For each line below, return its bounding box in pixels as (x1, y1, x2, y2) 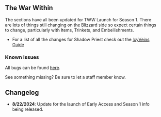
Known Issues (5, 53, 39, 60)
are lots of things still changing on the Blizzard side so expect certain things (5, 22, 157, 28)
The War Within (5, 4, 53, 12)
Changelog (5, 88, 39, 97)
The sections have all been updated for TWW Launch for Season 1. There (5, 17, 152, 22)
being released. (12, 106, 44, 112)
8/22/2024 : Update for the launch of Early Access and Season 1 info (12, 101, 150, 107)
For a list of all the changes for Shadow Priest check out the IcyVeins (12, 36, 150, 42)
